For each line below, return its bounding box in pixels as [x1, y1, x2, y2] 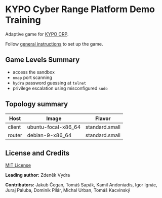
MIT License [5, 162, 31, 168]
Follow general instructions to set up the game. [5, 41, 103, 47]
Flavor [95, 115, 111, 122]
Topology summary [5, 100, 68, 108]
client [8, 123, 21, 130]
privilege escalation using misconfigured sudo [12, 85, 108, 91]
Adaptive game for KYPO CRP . [5, 31, 69, 37]
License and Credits [5, 148, 70, 157]
